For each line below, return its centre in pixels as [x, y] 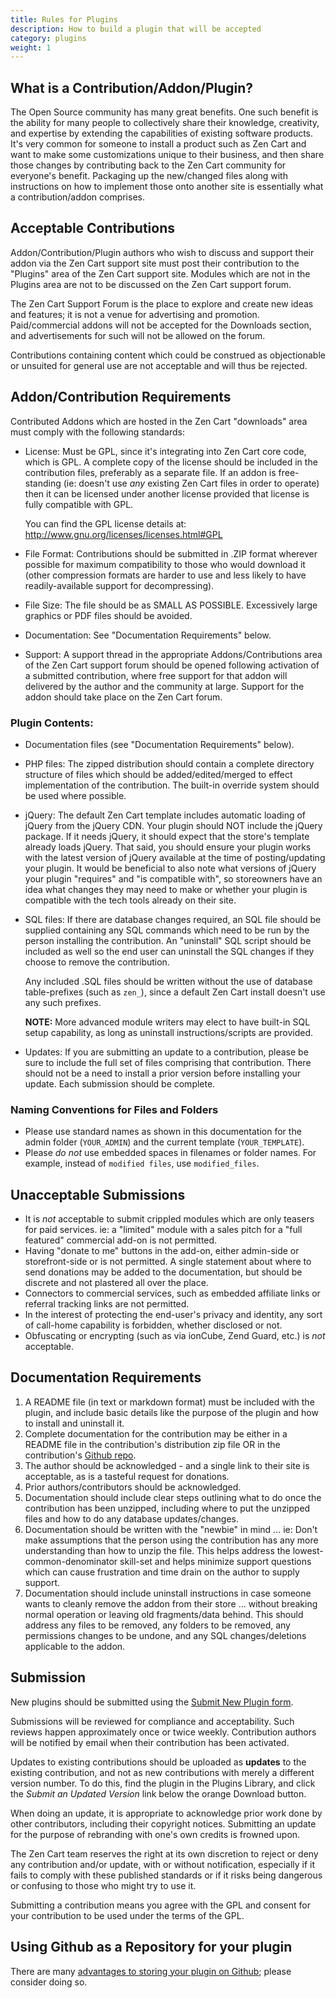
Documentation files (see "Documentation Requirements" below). [159, 744]
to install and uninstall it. [74, 1423]
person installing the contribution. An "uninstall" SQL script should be [168, 940]
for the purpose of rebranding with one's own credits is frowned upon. [155, 1834]
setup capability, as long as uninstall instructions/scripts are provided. [168, 1032]
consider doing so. [49, 1982]
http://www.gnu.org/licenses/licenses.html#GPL [123, 534]
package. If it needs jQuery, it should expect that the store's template [167, 836]
